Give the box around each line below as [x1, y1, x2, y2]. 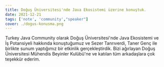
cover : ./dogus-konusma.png [5, 21, 64, 26]
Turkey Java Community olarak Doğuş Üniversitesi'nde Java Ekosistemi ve [5, 35, 159, 41]
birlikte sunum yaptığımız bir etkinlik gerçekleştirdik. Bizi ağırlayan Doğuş [5, 45, 155, 51]
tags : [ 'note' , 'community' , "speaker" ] [5, 16, 88, 21]
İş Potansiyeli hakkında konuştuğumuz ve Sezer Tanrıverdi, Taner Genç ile [5, 40, 157, 46]
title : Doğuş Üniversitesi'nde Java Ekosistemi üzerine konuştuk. [5, 7, 146, 12]
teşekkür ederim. [5, 56, 40, 62]
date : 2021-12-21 [5, 12, 41, 17]
